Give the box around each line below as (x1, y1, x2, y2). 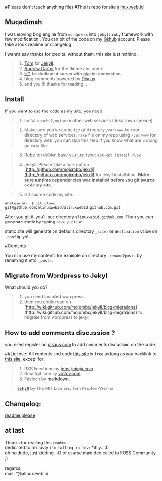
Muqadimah (5, 18, 42, 26)
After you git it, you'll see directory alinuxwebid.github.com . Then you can (5, 214, 153, 220)
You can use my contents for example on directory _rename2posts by (5, 252, 142, 258)
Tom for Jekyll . (24, 60, 54, 66)
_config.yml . (5, 233, 31, 239)
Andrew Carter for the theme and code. (24, 65, 104, 71)
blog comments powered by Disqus (24, 75, 96, 82)
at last (5, 426, 24, 435)
